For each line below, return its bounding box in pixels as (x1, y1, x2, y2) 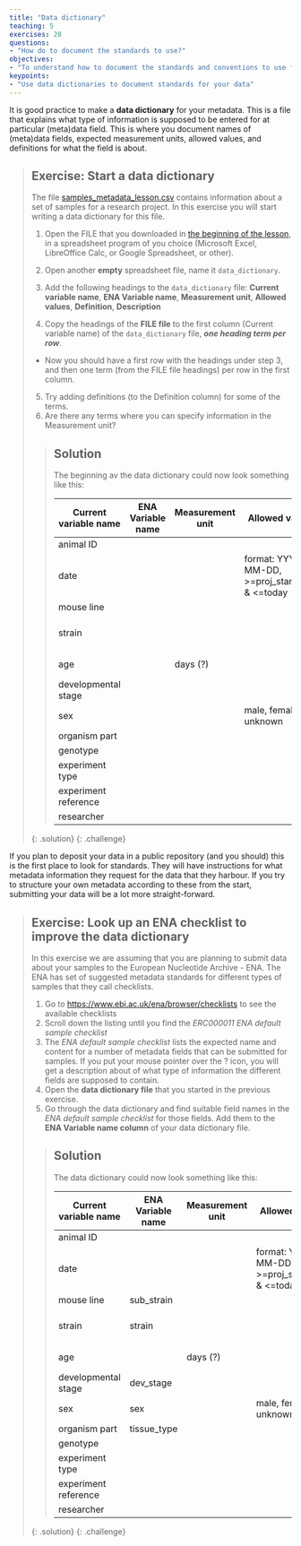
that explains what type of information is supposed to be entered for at (9, 114, 271, 125)
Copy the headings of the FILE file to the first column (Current (44, 319, 273, 330)
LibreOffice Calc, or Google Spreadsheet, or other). (44, 247, 235, 258)
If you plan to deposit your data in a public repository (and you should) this (9, 851, 285, 861)
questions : (9, 38, 50, 48)
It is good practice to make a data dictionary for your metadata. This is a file (9, 104, 291, 115)
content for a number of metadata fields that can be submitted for (44, 1046, 288, 1058)
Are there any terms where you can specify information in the (44, 410, 271, 421)
